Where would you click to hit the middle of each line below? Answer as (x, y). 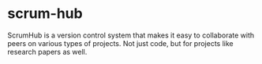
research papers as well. (47, 52)
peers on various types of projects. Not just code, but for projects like (120, 43)
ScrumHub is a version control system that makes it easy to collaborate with (131, 35)
